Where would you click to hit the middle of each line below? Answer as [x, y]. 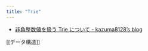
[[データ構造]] [23, 42]
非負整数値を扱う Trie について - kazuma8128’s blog [78, 29]
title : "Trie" [24, 12]
